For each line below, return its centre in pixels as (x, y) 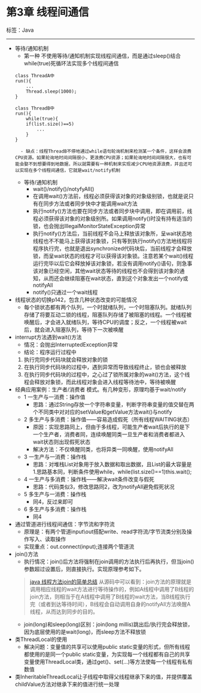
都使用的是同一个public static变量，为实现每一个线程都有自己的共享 (107, 654)
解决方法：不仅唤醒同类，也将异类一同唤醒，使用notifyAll (103, 449)
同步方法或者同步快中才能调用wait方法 (90, 203)
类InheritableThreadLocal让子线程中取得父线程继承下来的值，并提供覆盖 (103, 676)
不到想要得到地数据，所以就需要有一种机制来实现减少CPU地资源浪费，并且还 (108, 164)
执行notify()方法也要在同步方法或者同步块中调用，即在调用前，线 (112, 211)
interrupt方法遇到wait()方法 (48, 337)
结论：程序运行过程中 (50, 352)
